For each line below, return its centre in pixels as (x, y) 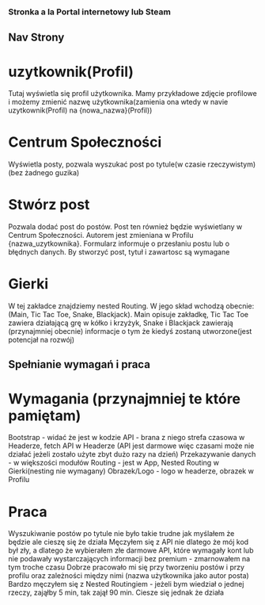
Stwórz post (49, 205)
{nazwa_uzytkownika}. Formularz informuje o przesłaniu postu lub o (119, 243)
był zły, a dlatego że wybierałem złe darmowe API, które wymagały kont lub (131, 550)
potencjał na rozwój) (42, 340)
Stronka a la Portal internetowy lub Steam (90, 12)
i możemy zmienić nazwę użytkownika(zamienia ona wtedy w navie (118, 102)
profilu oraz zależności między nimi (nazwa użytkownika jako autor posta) (129, 576)
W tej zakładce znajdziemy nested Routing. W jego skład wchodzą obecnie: (131, 306)
